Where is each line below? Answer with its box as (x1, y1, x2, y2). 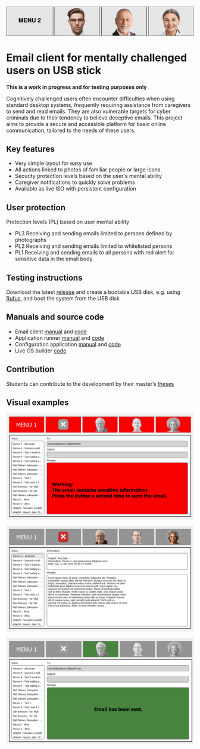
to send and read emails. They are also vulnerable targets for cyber (6, 108, 171, 115)
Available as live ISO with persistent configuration (14, 185, 137, 192)
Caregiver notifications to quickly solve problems (14, 179, 135, 186)
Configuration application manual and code (14, 340, 121, 348)
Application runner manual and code (14, 334, 105, 341)
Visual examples (6, 398, 69, 408)
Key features (6, 144, 55, 154)
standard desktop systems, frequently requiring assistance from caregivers (6, 101, 191, 108)
